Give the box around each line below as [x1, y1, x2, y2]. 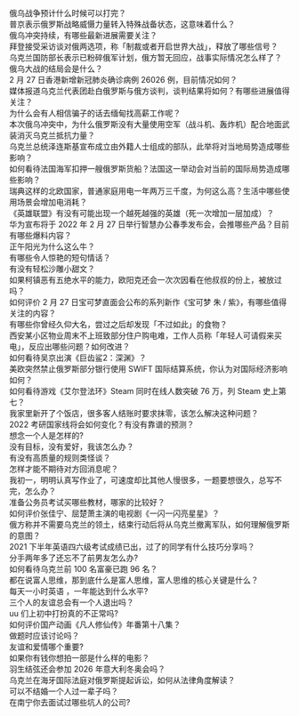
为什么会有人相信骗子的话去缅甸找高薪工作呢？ [9, 108, 181, 118]
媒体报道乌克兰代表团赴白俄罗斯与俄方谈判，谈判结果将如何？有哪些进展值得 [9, 85, 290, 96]
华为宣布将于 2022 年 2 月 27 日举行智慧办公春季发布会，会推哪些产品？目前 [9, 219, 290, 229]
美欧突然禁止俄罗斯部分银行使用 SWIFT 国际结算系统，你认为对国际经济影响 [9, 364, 287, 374]
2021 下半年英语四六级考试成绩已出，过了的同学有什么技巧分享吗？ [9, 542, 255, 551]
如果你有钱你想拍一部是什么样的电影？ [9, 653, 149, 663]
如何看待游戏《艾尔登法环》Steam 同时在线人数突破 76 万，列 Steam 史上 [9, 386, 279, 396]
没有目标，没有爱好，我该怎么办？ [9, 441, 134, 452]
